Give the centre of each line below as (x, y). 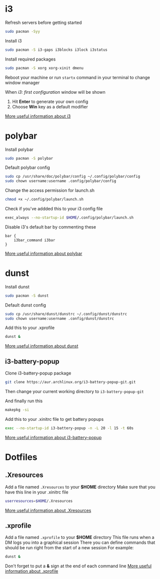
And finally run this (24, 401)
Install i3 (13, 41)
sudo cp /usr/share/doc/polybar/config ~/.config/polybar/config (72, 177)
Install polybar (19, 149)
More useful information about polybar (44, 253)
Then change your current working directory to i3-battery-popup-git (75, 391)
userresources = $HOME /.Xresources (39, 501)
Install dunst (17, 287)
